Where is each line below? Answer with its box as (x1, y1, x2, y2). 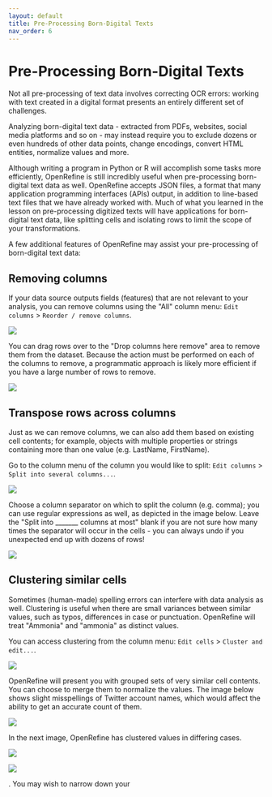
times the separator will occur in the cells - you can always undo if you (8, 525, 244, 536)
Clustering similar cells (8, 573, 127, 587)
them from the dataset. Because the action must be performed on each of (8, 350, 255, 360)
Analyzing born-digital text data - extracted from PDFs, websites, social (8, 122, 248, 131)
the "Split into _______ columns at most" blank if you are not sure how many (8, 517, 258, 527)
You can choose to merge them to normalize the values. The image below (8, 684, 254, 694)
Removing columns (8, 271, 108, 285)
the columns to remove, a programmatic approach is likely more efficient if (8, 359, 257, 368)
